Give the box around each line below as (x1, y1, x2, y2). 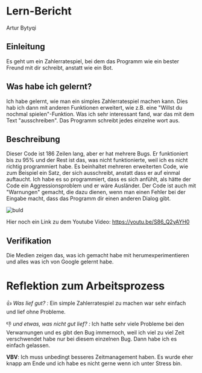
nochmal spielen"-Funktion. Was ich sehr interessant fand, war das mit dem (6, 110, 195, 118)
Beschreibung (6, 134, 60, 144)
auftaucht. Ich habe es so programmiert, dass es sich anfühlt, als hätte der (6, 176, 191, 183)
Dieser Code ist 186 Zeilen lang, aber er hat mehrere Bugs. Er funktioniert (6, 150, 188, 157)
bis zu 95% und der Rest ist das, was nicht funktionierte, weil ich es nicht (6, 157, 188, 164)
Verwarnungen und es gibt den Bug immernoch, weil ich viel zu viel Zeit (6, 329, 185, 336)
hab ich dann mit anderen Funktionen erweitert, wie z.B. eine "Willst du (6, 104, 183, 111)
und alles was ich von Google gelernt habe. (6, 258, 114, 266)
